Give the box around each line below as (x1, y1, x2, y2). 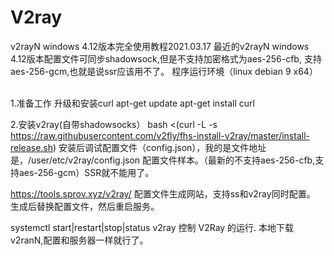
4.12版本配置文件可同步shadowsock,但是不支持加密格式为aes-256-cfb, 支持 (10, 52, 322, 65)
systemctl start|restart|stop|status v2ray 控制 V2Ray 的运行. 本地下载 (10, 221, 295, 233)
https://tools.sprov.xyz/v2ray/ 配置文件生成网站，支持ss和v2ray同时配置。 (10, 187, 316, 200)
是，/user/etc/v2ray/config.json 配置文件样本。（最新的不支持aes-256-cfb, (10, 154, 316, 166)
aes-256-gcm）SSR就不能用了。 (18, 166, 155, 178)
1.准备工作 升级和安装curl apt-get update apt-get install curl (10, 97, 255, 109)
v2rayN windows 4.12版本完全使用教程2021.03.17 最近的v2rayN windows (10, 40, 310, 52)
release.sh (10, 141, 54, 153)
